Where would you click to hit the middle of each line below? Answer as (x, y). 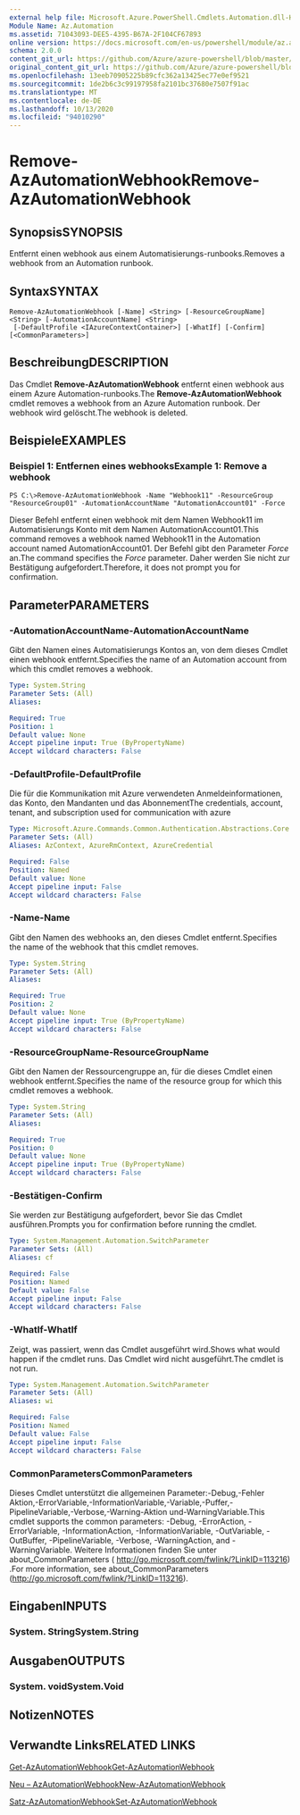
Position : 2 (31, 1004)
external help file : (48, 17)
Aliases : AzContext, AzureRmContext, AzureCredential (112, 846)
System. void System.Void (67, 1686)
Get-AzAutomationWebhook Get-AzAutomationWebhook (112, 1767)
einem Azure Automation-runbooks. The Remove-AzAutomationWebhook (146, 393)
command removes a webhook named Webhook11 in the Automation (135, 539)
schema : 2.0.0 (36, 51)
